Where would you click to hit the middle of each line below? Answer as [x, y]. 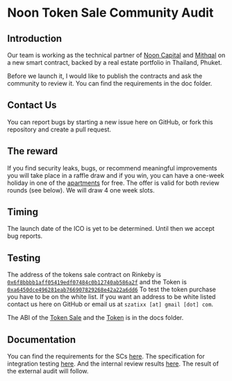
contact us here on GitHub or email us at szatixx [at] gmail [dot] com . [110, 305]
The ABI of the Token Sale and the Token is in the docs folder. [96, 318]
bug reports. [25, 236]
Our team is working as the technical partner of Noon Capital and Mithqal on [116, 55]
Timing [23, 212]
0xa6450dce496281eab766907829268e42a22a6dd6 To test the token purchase [112, 289]
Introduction [35, 39]
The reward [33, 151]
